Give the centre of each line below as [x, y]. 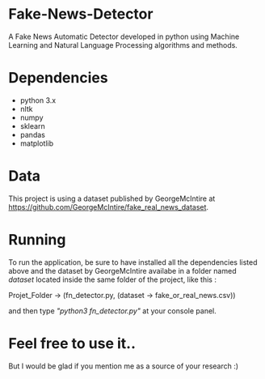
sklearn [33, 126]
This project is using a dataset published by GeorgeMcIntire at [112, 198]
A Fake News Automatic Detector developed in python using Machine [124, 36]
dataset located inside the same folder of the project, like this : [112, 279]
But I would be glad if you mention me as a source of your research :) [124, 366]
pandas [33, 134]
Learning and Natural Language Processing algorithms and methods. [123, 45]
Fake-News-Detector [81, 14]
